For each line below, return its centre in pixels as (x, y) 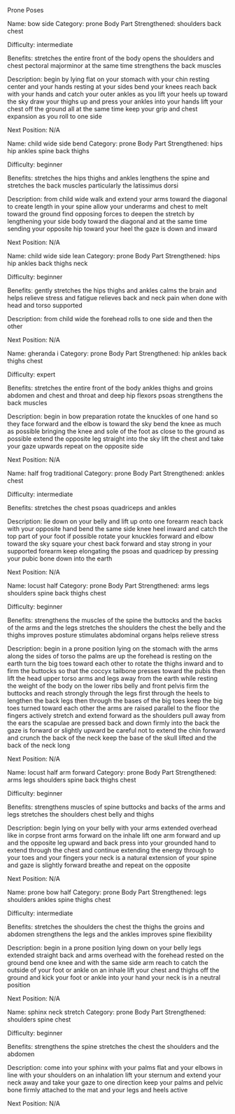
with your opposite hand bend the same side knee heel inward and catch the (117, 529)
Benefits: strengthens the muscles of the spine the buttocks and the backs (115, 620)
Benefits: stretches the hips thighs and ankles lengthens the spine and (108, 178)
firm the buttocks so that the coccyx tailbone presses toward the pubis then (116, 671)
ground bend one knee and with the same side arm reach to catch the (108, 963)
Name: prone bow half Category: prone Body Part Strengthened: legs (107, 892)
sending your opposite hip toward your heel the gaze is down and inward (112, 229)
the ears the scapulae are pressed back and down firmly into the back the (114, 723)
